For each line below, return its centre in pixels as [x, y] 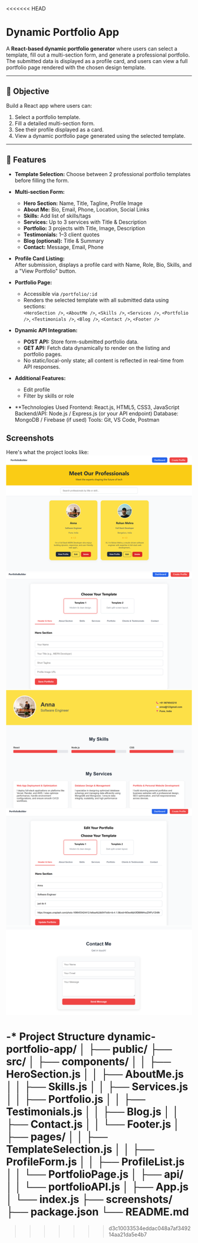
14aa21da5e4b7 [128, 1234]
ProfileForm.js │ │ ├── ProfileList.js [95, 1162]
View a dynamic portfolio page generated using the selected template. [100, 135]
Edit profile [37, 389]
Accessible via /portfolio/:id [60, 293]
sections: [34, 306]
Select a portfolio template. [47, 117]
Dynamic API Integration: [46, 330]
